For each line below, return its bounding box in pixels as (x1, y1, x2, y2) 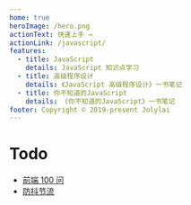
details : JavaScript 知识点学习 (25, 64, 140, 73)
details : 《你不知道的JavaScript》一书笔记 (25, 96, 176, 106)
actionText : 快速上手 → (9, 30, 92, 39)
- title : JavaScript (17, 55, 94, 64)
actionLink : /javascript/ (9, 38, 106, 48)
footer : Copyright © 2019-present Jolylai (9, 105, 170, 114)
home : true (9, 13, 50, 22)
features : (9, 47, 47, 56)
